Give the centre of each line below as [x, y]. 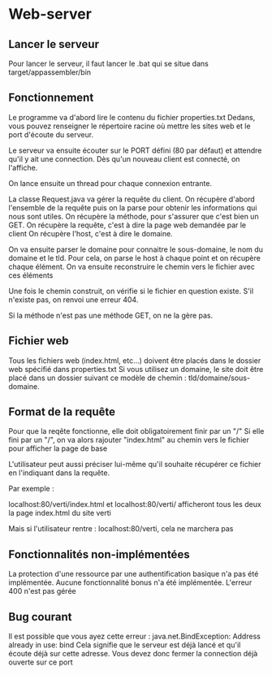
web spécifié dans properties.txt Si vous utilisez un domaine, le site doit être [136, 369]
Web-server [50, 14]
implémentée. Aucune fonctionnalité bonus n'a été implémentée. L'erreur [130, 582]
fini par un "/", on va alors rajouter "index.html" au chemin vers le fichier [129, 440]
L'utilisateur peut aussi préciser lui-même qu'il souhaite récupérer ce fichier [135, 465]
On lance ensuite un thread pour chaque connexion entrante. [110, 183]
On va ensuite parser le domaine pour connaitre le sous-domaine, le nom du [136, 249]
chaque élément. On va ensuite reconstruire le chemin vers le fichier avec [132, 266]
